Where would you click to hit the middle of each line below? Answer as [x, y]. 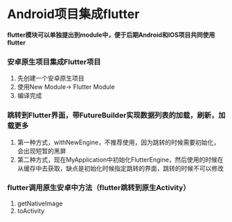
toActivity [31, 211]
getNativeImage [40, 203]
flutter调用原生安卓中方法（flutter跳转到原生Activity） [99, 188]
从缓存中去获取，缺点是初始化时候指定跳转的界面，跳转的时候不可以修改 [120, 168]
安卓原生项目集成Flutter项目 [54, 62]
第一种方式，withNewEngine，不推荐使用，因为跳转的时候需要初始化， [118, 142]
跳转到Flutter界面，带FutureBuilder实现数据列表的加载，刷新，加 [116, 115]
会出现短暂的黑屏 [42, 151]
